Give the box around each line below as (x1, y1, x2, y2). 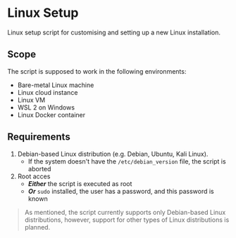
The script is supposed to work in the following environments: (7, 67, 187, 75)
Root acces (17, 172, 51, 180)
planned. (24, 223, 51, 231)
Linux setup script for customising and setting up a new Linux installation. (7, 28, 221, 37)
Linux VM (17, 95, 46, 104)
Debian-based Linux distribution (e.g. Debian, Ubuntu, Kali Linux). (17, 150, 209, 158)
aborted (27, 164, 51, 173)
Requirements (7, 131, 70, 143)
